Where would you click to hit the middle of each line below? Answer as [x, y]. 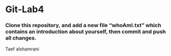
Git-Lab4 [25, 9]
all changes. [21, 38]
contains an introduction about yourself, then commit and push [85, 32]
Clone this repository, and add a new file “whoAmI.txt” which [83, 25]
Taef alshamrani [22, 49]
